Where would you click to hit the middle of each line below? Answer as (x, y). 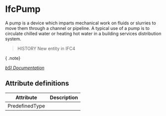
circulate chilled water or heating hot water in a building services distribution (83, 33)
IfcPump (23, 9)
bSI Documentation (25, 68)
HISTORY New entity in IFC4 (46, 48)
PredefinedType (27, 106)
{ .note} (13, 58)
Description (64, 97)
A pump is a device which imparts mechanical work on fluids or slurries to (81, 23)
